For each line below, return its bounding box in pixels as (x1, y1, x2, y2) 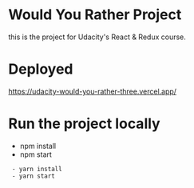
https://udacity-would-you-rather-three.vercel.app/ (8, 86, 177, 96)
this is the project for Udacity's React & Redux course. (8, 32, 186, 42)
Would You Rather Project (8, 6, 182, 24)
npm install (19, 141, 57, 150)
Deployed (8, 60, 73, 78)
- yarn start (11, 172, 56, 180)
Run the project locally (8, 114, 161, 133)
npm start (19, 150, 52, 159)
